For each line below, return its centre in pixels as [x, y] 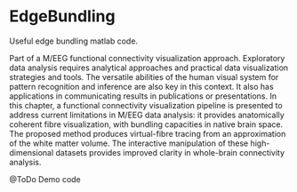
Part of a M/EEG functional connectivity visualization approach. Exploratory [147, 58]
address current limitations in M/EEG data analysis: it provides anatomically [147, 115]
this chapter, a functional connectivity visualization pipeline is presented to [146, 105]
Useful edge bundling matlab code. [74, 41]
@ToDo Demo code [45, 179]
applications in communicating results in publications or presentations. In [143, 96]
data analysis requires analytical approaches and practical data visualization [149, 68]
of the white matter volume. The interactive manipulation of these [129, 143]
